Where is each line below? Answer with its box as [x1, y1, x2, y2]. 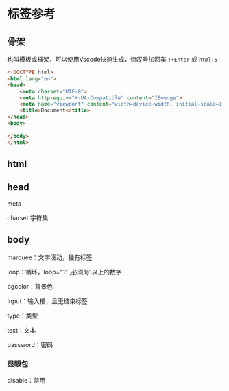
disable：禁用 [7, 376, 46, 384]
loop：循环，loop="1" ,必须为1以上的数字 [7, 268, 122, 276]
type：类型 [7, 311, 38, 320]
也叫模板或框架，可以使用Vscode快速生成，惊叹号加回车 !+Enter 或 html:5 [7, 56, 218, 63]
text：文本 [7, 326, 36, 334]
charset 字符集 [7, 213, 49, 222]
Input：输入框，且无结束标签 [7, 296, 88, 305]
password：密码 [7, 340, 53, 348]
